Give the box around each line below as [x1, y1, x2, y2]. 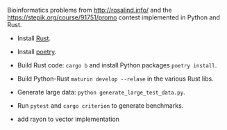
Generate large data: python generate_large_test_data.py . [17, 88, 185, 96]
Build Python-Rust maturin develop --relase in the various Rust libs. [17, 74, 214, 83]
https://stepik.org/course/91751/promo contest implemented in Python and [7, 13, 221, 22]
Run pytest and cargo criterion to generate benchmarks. [17, 101, 184, 110]
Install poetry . [17, 48, 57, 56]
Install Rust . [17, 34, 51, 42]
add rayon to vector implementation [17, 115, 120, 123]
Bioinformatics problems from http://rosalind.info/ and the [7, 6, 172, 14]
